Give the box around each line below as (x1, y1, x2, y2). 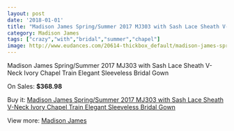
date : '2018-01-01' (7, 17, 64, 24)
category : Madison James (7, 29, 79, 37)
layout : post (7, 10, 45, 17)
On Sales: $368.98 (7, 82, 63, 90)
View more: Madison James (7, 116, 87, 125)
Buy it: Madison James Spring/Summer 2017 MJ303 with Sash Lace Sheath (7, 96, 224, 104)
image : (7, 42, 26, 49)
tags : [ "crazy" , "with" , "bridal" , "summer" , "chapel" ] (7, 36, 160, 43)
